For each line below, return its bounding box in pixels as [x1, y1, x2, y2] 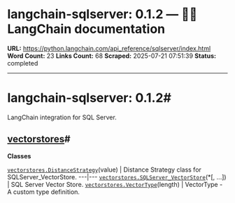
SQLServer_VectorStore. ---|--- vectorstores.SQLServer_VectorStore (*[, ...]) [7, 172, 227, 181]
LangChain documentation [7, 21, 166, 37]
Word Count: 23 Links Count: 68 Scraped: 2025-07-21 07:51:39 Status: [7, 52, 217, 60]
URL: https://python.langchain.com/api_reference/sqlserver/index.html [7, 44, 211, 52]
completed [7, 59, 38, 67]
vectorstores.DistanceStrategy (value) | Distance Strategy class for [7, 165, 201, 174]
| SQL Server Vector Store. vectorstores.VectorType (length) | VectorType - [7, 180, 223, 188]
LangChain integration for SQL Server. [7, 113, 117, 121]
